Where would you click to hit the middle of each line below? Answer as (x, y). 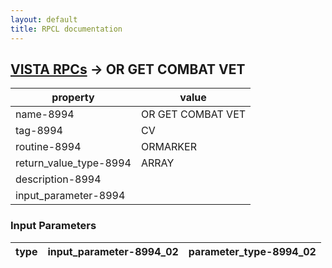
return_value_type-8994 (73, 163)
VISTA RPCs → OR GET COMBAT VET (128, 69)
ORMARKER (168, 147)
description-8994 (58, 179)
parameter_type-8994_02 (252, 251)
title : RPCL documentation (66, 29)
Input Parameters (53, 226)
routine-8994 (48, 147)
